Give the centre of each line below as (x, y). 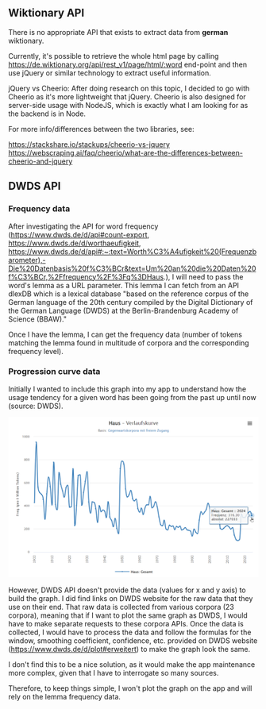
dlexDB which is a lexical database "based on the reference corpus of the (129, 294)
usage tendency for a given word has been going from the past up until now (132, 397)
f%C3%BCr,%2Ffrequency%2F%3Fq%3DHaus (86, 276)
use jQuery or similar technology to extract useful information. (110, 73)
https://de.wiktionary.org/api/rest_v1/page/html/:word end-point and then (128, 64)
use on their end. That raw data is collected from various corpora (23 (121, 607)
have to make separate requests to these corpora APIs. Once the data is (126, 624)
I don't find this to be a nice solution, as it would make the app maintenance (132, 665)
